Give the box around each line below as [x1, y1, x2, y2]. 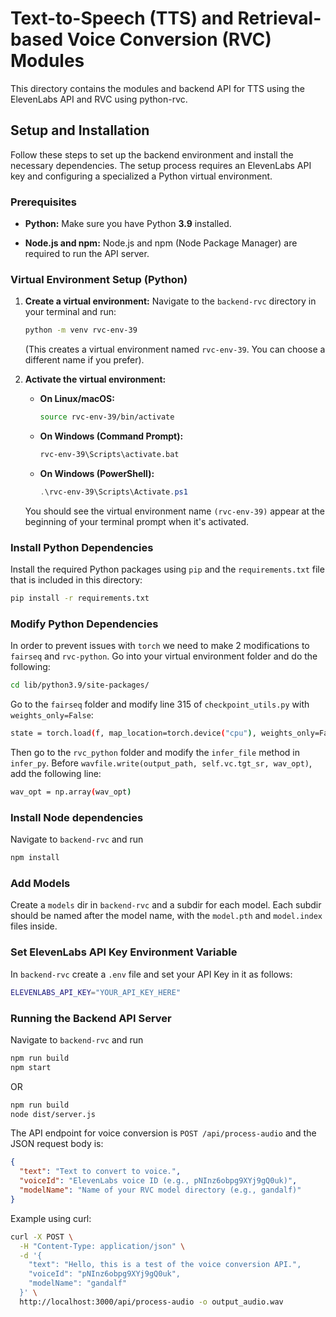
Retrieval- [237, 7, 322, 30]
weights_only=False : [10, 709, 94, 721]
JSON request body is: [10, 1138, 104, 1150]
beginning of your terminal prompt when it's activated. [24, 515, 250, 527]
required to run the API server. [24, 248, 150, 260]
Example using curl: [10, 1212, 92, 1224]
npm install [10, 853, 60, 863]
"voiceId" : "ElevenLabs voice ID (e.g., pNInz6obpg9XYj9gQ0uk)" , [19, 1176, 298, 1186]
